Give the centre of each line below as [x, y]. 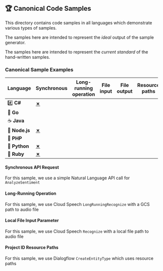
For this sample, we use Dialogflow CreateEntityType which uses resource [79, 258]
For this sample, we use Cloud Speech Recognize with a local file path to [77, 231]
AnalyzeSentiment [23, 183]
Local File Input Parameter [32, 220]
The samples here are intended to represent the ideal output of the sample [80, 37]
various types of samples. [31, 28]
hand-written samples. [28, 57]
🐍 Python [18, 146]
